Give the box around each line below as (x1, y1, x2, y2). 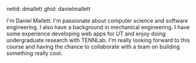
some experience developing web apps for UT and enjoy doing (6, 30, 166, 37)
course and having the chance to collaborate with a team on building (6, 43, 180, 50)
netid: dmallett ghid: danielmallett (6, 6, 91, 12)
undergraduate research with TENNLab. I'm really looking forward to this (6, 37, 190, 43)
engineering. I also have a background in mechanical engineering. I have (6, 24, 190, 31)
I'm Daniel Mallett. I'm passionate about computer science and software (6, 17, 189, 24)
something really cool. (6, 50, 63, 57)
